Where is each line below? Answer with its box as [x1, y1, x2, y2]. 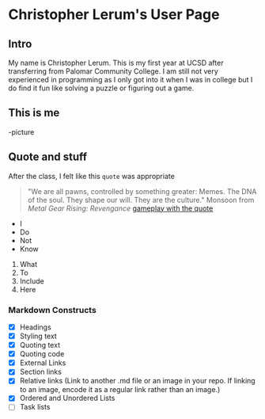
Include [19, 276, 45, 286]
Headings [19, 322, 51, 332]
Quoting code [19, 349, 65, 359]
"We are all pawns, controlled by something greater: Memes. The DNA [27, 186, 257, 196]
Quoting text [19, 341, 61, 350]
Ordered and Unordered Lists [19, 394, 115, 403]
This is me [8, 106, 60, 120]
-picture [8, 127, 35, 136]
